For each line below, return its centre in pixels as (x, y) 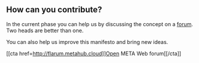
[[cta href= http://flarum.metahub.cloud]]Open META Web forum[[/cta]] (94, 53)
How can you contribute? (54, 10)
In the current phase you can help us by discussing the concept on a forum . (100, 24)
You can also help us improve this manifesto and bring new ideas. (87, 42)
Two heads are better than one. (45, 30)
